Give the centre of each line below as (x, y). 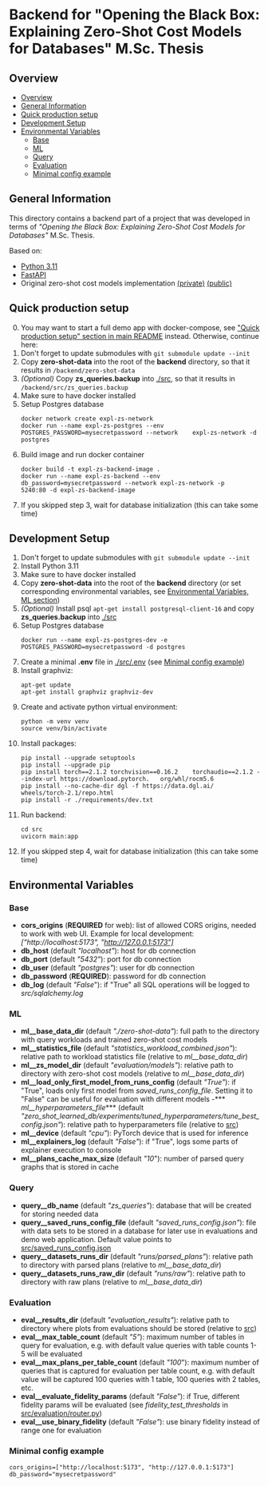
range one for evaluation (61, 1430)
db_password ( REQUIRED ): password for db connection (113, 976)
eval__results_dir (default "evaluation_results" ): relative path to (125, 1320)
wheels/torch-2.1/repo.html (67, 793)
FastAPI (33, 274)
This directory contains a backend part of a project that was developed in (130, 218)
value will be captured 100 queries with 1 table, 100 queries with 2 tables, (140, 1380)
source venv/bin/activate (63, 729)
